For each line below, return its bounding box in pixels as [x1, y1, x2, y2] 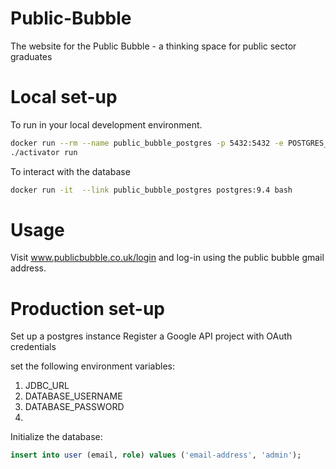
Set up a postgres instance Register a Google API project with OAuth [10, 330, 293, 342]
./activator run [10, 147, 78, 157]
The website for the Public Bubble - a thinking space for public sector [10, 40, 297, 52]
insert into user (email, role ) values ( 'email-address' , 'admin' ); [10, 450, 302, 461]
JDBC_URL [24, 380, 70, 392]
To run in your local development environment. [10, 118, 203, 131]
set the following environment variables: [10, 360, 176, 372]
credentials [10, 341, 57, 353]
